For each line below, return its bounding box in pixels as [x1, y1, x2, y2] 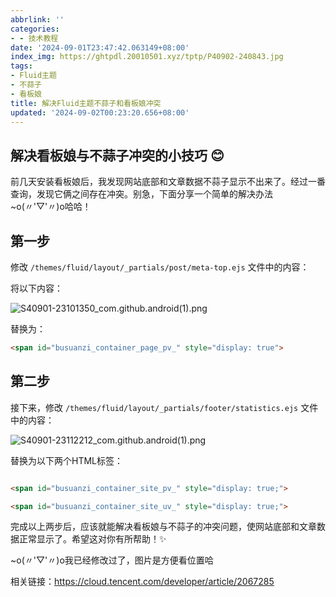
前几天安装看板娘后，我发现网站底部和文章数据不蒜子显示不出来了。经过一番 [10, 176, 326, 188]
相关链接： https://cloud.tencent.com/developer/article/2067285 [10, 576, 275, 588]
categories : [10, 24, 60, 34]
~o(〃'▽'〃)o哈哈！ [10, 201, 92, 213]
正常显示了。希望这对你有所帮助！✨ [18, 533, 167, 545]
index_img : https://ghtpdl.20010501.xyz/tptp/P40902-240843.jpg [10, 52, 284, 62]
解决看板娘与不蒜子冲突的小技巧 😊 [10, 147, 225, 164]
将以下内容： [10, 282, 63, 294]
